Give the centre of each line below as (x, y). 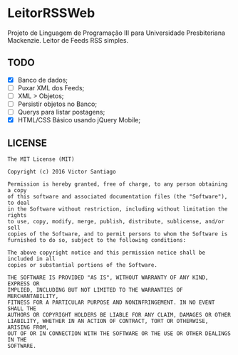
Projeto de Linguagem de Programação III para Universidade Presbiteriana (117, 33)
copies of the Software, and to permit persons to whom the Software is (118, 234)
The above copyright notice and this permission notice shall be (106, 253)
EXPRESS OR (24, 284)
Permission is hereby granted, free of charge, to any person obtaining (118, 184)
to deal (19, 203)
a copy (17, 190)
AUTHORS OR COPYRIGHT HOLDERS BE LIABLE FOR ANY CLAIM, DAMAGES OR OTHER (119, 314)
